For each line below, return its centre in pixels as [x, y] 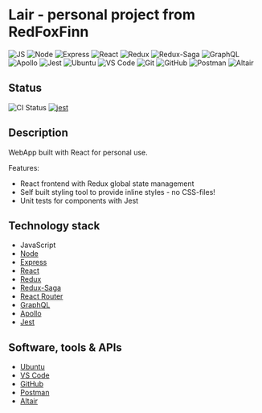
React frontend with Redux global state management [107, 184]
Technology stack [54, 226]
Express [33, 262]
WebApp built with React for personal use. [78, 152]
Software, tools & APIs [65, 347]
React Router [41, 296]
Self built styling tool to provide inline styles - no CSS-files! [117, 192]
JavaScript [38, 245]
